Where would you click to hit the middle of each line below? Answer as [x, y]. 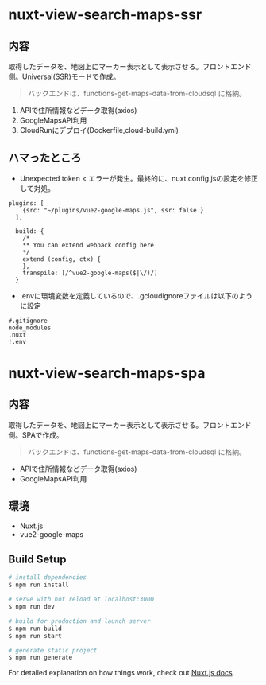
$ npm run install [39, 585]
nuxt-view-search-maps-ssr [105, 15]
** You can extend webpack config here [89, 245]
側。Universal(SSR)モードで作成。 [64, 76]
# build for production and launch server [79, 621]
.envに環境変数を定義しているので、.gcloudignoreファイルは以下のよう [136, 295]
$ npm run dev [32, 607]
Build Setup [37, 560]
